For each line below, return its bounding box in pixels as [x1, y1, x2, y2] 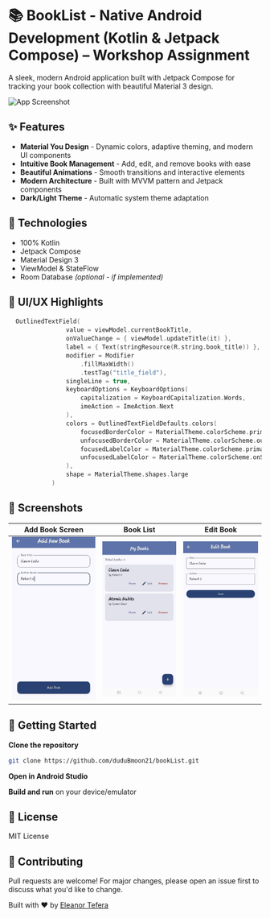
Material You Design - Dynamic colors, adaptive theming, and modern [19, 142, 253, 151]
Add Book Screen [23, 525, 84, 535]
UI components [19, 150, 72, 159]
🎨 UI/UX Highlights [8, 295, 104, 308]
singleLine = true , [65, 377, 131, 385]
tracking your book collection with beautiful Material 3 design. [8, 81, 214, 91]
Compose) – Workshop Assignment [8, 46, 251, 64]
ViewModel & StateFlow [19, 263, 99, 273]
